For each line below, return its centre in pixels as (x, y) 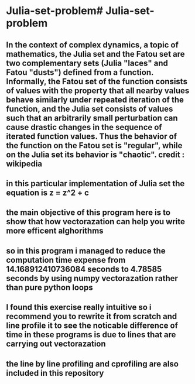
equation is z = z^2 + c (48, 192)
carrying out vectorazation (56, 344)
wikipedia (24, 164)
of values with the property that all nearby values (98, 90)
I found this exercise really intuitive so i (79, 308)
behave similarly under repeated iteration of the (95, 100)
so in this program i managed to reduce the (86, 251)
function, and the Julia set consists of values (90, 109)
